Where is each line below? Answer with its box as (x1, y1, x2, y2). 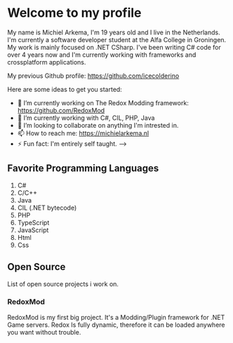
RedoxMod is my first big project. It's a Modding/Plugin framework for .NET (7, 313, 225, 321)
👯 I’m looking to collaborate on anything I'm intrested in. (17, 121, 179, 129)
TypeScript (17, 218, 50, 227)
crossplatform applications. (7, 58, 86, 66)
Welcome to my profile (7, 5, 142, 21)
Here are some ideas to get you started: (7, 85, 123, 93)
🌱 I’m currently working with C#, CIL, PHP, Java (17, 114, 155, 122)
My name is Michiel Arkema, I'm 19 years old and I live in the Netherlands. (7, 28, 220, 36)
